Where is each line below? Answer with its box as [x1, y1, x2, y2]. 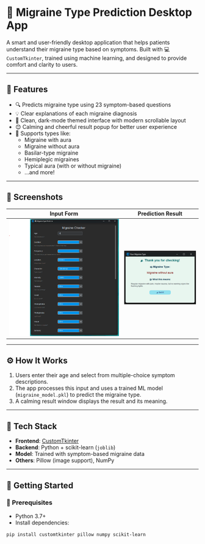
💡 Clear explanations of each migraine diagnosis [15, 109, 137, 117]
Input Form [49, 210, 78, 218]
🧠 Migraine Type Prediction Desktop [6, 6, 192, 20]
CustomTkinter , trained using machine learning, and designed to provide [6, 54, 187, 62]
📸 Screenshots [6, 192, 63, 202]
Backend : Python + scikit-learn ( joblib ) [15, 444, 116, 451]
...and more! [24, 168, 55, 176]
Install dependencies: [15, 519, 70, 526]
